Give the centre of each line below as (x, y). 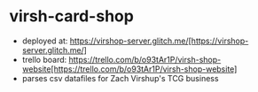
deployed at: (45, 41)
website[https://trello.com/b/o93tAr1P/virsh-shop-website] (129, 69)
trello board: (44, 59)
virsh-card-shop (72, 16)
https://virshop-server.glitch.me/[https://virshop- (159, 41)
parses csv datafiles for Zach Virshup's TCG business (120, 78)
